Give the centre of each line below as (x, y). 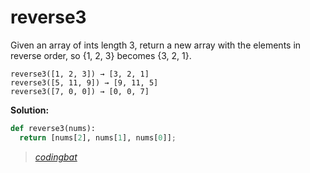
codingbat (56, 157)
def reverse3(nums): (53, 128)
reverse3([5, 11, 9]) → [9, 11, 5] (84, 82)
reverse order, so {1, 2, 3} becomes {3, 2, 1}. (101, 55)
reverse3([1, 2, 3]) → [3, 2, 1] (80, 74)
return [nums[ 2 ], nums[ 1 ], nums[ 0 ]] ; (98, 137)
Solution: (30, 110)
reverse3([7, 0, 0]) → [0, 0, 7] (80, 91)
